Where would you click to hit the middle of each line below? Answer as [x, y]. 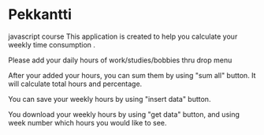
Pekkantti [40, 15]
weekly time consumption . [52, 44]
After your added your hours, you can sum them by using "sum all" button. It [132, 75]
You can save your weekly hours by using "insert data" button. [110, 99]
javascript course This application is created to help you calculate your [123, 36]
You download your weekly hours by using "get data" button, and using [124, 114]
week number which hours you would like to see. [87, 122]
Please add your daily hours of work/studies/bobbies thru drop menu [120, 60]
